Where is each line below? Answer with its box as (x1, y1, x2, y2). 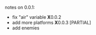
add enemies (12, 25, 40, 31)
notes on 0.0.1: (5, 5, 35, 10)
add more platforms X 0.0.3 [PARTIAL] (12, 20, 91, 25)
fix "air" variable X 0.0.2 (12, 14, 61, 20)
